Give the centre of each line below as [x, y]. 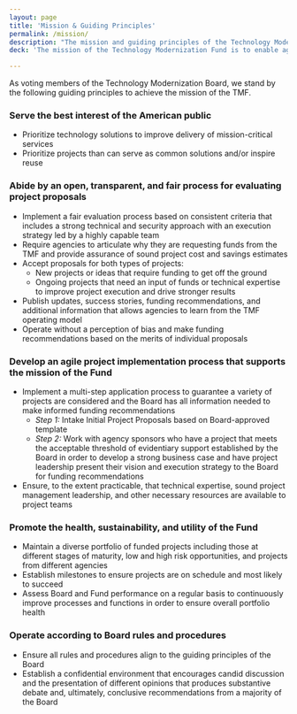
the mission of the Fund [61, 372]
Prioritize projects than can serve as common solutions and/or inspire [148, 154]
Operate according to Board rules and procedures [118, 635]
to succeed [42, 584]
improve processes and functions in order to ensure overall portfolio [146, 603]
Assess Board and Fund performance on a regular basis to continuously [153, 594]
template [51, 429]
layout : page [33, 17]
